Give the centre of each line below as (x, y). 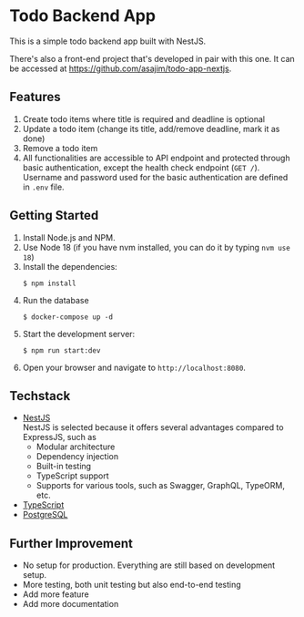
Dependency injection (77, 457)
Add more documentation (71, 604)
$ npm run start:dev (61, 350)
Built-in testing (64, 467)
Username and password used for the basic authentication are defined (155, 177)
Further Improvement (71, 543)
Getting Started (54, 216)
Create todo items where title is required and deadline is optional (144, 118)
